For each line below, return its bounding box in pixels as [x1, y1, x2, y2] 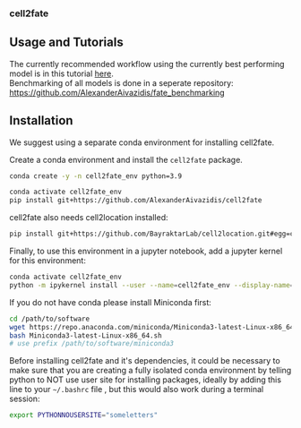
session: [9, 393, 40, 405]
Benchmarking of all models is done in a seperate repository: [9, 77, 235, 88]
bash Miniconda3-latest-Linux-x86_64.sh [9, 330, 163, 340]
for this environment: [9, 255, 87, 266]
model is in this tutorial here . [9, 68, 114, 79]
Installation [9, 113, 73, 128]
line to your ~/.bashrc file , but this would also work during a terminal [9, 384, 264, 395]
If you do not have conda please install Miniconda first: [9, 296, 212, 307]
